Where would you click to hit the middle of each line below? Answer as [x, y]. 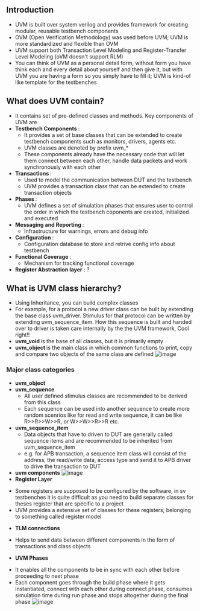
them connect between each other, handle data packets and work [106, 160]
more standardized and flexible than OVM [67, 43]
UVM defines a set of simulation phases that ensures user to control [108, 205]
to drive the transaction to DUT [62, 466]
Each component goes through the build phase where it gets [90, 582]
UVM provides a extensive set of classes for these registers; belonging [103, 510]
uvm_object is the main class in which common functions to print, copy [104, 348]
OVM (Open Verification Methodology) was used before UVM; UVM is [102, 37]
